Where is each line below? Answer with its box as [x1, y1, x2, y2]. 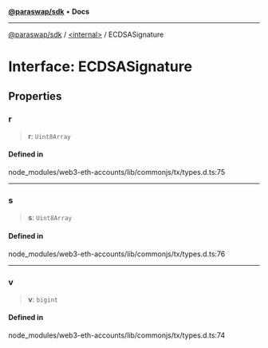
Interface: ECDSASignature [8, 57, 193, 76]
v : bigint [27, 295, 58, 304]
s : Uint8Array [27, 213, 73, 223]
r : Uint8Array [27, 131, 72, 140]
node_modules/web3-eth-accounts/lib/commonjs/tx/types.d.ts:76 [8, 249, 226, 259]
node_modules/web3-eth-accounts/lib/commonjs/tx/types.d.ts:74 [8, 330, 226, 340]
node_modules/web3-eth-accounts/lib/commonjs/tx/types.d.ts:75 [8, 168, 226, 177]
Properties [8, 89, 62, 103]
